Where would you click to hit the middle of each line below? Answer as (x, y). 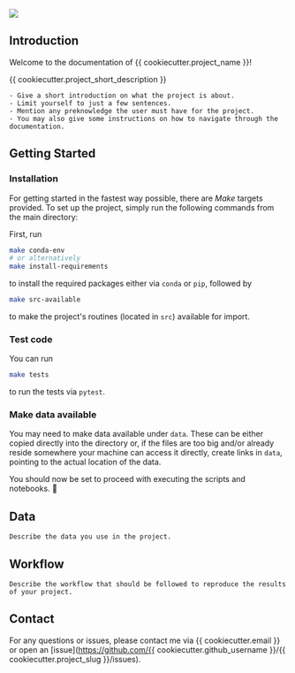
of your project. (41, 593)
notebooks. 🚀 (33, 489)
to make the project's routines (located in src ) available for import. (129, 317)
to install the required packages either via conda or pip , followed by (131, 284)
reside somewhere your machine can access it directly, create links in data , (146, 453)
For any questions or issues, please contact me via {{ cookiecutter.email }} (145, 640)
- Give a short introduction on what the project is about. (122, 96)
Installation (34, 179)
